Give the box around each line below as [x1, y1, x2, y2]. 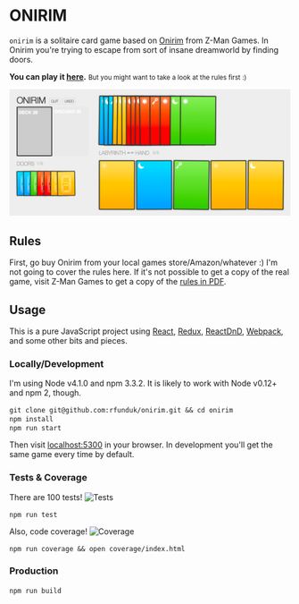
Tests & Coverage [9, 472, 87, 484]
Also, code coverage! [9, 525, 87, 537]
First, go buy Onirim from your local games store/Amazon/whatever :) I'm [9, 257, 278, 268]
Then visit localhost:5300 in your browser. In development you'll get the [9, 439, 274, 450]
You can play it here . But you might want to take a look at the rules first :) [9, 71, 247, 81]
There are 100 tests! [9, 491, 83, 502]
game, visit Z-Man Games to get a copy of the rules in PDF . [9, 276, 227, 287]
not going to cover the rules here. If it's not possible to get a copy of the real [9, 267, 290, 277]
